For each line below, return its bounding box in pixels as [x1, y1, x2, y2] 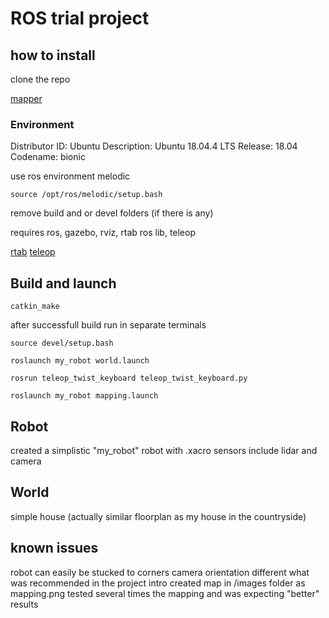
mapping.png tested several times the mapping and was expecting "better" [10, 587, 320, 599]
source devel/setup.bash [10, 338, 114, 349]
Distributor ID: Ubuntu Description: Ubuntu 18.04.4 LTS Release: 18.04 [10, 140, 298, 152]
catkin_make [10, 302, 60, 312]
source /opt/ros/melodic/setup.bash [10, 190, 163, 200]
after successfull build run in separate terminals [10, 319, 207, 331]
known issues [10, 540, 99, 557]
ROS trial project [10, 7, 150, 30]
